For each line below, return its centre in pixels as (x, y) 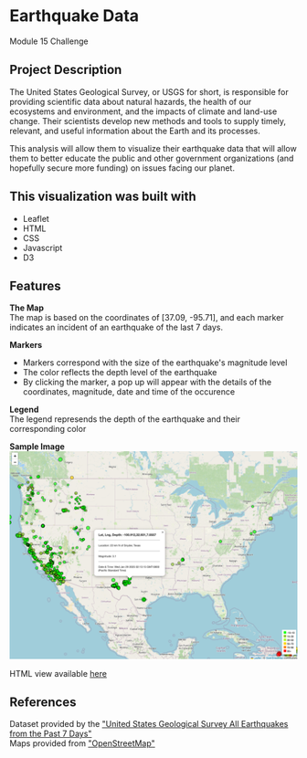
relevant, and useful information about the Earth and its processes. (135, 131)
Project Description (66, 70)
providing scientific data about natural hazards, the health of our (131, 101)
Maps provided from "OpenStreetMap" (82, 743)
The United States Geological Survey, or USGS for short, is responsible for (149, 91)
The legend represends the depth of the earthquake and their (125, 419)
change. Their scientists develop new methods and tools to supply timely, (148, 121)
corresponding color (48, 429)
